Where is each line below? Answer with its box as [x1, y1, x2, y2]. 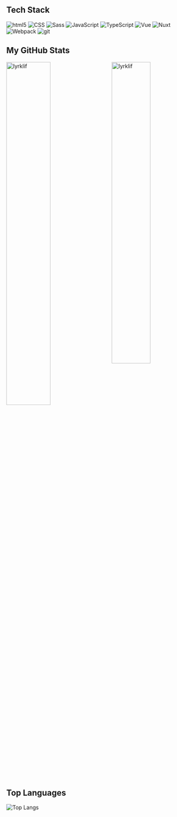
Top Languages [6, 788, 66, 798]
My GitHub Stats [6, 45, 70, 56]
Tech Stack [6, 5, 50, 15]
